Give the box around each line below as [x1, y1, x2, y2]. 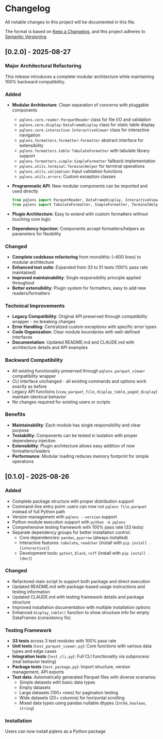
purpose [12, 427, 29, 433]
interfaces [12, 334, 33, 340]
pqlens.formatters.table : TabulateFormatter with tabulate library [19, 147, 150, 154]
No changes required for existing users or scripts [12, 399, 111, 405]
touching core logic [12, 216, 51, 222]
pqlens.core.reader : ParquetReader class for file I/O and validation [19, 117, 151, 122]
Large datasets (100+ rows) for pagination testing [19, 690, 118, 696]
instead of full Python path [12, 508, 65, 514]
